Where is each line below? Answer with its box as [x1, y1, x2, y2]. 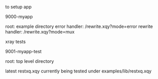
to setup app [5, 4, 32, 10]
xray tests [5, 38, 26, 45]
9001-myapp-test [5, 49, 42, 54]
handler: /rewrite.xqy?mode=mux [5, 29, 75, 34]
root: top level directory [5, 58, 54, 64]
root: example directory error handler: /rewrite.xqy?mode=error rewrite [5, 23, 153, 29]
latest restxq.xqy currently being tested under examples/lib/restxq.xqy [5, 68, 152, 74]
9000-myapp [5, 14, 33, 19]
